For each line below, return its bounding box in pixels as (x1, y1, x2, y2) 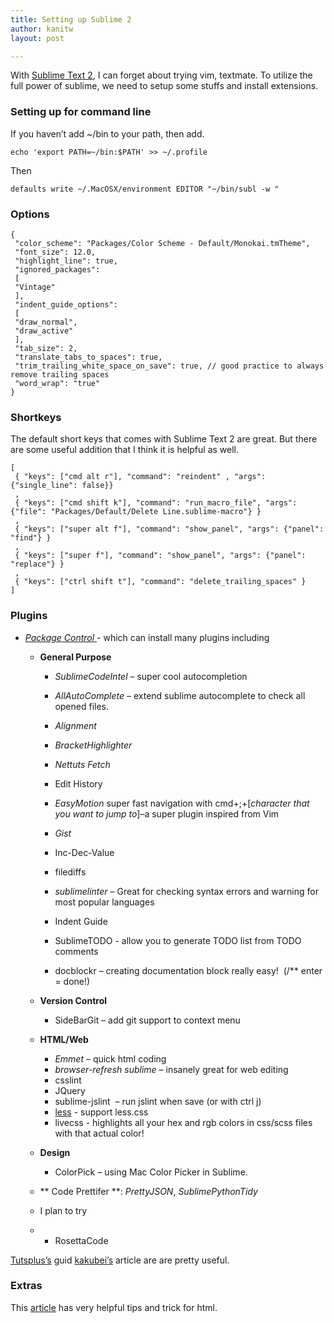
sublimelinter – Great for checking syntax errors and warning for (54, 885, 319, 897)
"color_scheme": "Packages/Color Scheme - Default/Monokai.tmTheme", (14, 238, 311, 248)
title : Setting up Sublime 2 (10, 14, 132, 25)
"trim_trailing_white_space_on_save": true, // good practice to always (14, 361, 325, 371)
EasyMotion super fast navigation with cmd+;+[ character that (54, 797, 310, 809)
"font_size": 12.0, (14, 247, 97, 257)
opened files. (54, 700, 110, 712)
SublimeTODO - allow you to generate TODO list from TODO (54, 934, 302, 946)
